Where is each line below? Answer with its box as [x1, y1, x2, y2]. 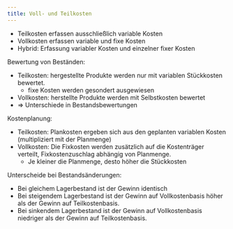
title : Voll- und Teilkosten [7, 10, 92, 17]
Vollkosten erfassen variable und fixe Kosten [17, 36, 146, 45]
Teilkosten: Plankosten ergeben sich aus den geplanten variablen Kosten [17, 127, 227, 136]
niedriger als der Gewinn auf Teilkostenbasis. [17, 214, 148, 222]
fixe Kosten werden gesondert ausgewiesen [27, 86, 155, 94]
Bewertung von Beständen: [7, 57, 86, 66]
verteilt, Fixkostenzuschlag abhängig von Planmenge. [17, 150, 172, 158]
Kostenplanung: [7, 114, 52, 123]
